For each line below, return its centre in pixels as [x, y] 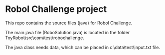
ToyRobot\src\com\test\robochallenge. [45, 38]
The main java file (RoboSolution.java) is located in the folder [68, 32]
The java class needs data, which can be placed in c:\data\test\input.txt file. [83, 47]
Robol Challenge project [56, 9]
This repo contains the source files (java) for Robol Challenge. [69, 23]
